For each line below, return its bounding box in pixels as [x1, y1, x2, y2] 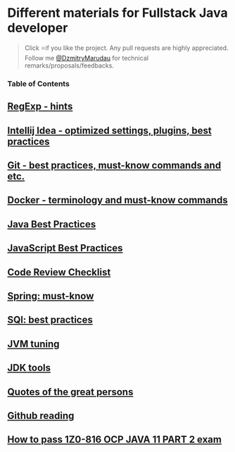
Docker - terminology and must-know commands [7, 194, 229, 206]
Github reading [7, 410, 75, 422]
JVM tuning [7, 338, 60, 350]
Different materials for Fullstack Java [7, 5, 228, 21]
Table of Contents [7, 79, 70, 89]
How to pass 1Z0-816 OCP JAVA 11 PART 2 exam [7, 434, 222, 446]
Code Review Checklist [7, 266, 111, 278]
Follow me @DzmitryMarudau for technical [24, 54, 149, 62]
